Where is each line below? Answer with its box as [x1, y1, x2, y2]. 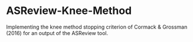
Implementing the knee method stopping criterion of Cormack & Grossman [6, 23, 188, 30]
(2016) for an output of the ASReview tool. [6, 29, 108, 36]
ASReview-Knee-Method [6, 4, 132, 17]
